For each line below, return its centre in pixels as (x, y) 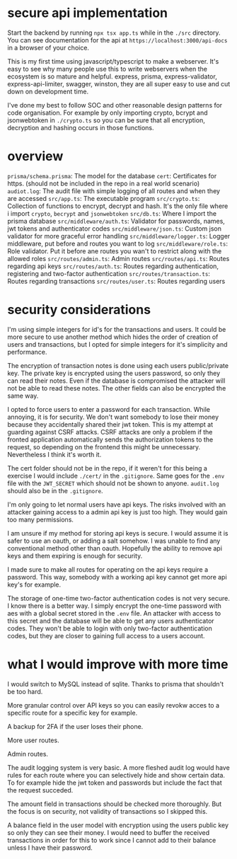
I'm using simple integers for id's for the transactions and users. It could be (117, 329)
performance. (27, 352)
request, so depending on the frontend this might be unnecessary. (104, 446)
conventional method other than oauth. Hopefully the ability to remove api (115, 548)
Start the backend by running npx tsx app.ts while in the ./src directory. (114, 33)
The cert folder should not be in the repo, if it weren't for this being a (107, 468)
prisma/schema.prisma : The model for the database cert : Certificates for (112, 175)
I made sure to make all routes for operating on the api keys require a (108, 569)
